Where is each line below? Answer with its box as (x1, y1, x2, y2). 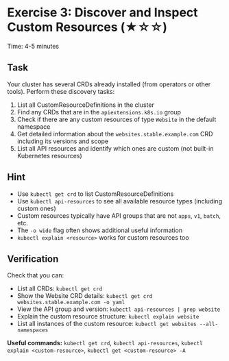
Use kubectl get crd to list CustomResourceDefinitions (16, 190, 174, 198)
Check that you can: (7, 271, 64, 279)
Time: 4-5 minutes (7, 42, 60, 50)
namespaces (16, 327, 49, 334)
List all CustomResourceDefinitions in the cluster (16, 101, 154, 109)
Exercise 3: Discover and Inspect (7, 5, 198, 21)
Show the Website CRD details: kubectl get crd (16, 292, 153, 300)
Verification (7, 253, 59, 264)
